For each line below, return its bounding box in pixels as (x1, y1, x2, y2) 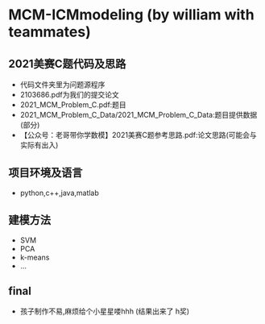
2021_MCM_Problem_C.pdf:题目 (19, 100, 126, 110)
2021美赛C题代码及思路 (8, 56, 126, 70)
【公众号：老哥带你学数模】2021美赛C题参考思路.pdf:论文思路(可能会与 (19, 131, 258, 139)
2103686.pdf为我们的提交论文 (19, 90, 119, 99)
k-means (19, 252, 50, 262)
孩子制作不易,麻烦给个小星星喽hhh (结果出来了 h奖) (19, 306, 190, 316)
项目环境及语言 (8, 166, 83, 180)
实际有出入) (19, 140, 59, 150)
